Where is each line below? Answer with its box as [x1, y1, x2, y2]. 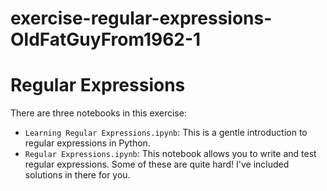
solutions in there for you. [24, 169, 131, 181]
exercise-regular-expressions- [10, 7, 273, 30]
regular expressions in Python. [24, 137, 151, 149]
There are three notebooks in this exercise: [10, 107, 187, 119]
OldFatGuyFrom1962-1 [10, 28, 202, 51]
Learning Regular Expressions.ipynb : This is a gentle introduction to [24, 127, 308, 139]
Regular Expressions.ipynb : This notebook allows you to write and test [24, 148, 317, 160]
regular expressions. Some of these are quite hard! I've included [24, 158, 290, 171]
